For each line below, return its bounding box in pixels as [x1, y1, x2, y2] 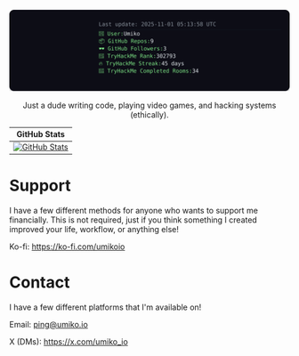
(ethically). [130, 109, 169, 120]
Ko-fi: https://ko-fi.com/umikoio [9, 241, 125, 252]
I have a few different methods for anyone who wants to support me [9, 205, 258, 215]
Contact [9, 272, 70, 293]
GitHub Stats [16, 129, 65, 140]
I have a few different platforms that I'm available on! [9, 302, 202, 312]
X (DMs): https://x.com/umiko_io [9, 336, 129, 347]
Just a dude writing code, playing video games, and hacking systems [22, 100, 277, 110]
